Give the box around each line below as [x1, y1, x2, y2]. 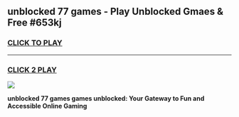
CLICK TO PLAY [7, 38, 63, 48]
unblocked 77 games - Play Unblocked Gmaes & [7, 6, 224, 18]
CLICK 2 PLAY [7, 65, 57, 74]
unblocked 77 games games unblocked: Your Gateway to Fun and [7, 94, 205, 102]
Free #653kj [7, 17, 62, 29]
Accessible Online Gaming [7, 101, 87, 110]
